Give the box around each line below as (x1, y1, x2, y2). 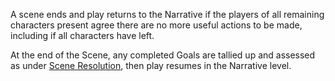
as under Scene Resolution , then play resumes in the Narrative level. (10, 60, 292, 71)
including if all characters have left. (10, 30, 155, 41)
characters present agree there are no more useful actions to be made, (10, 19, 303, 31)
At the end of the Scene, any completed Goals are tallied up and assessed (10, 49, 316, 61)
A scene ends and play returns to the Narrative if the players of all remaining (10, 9, 325, 20)
